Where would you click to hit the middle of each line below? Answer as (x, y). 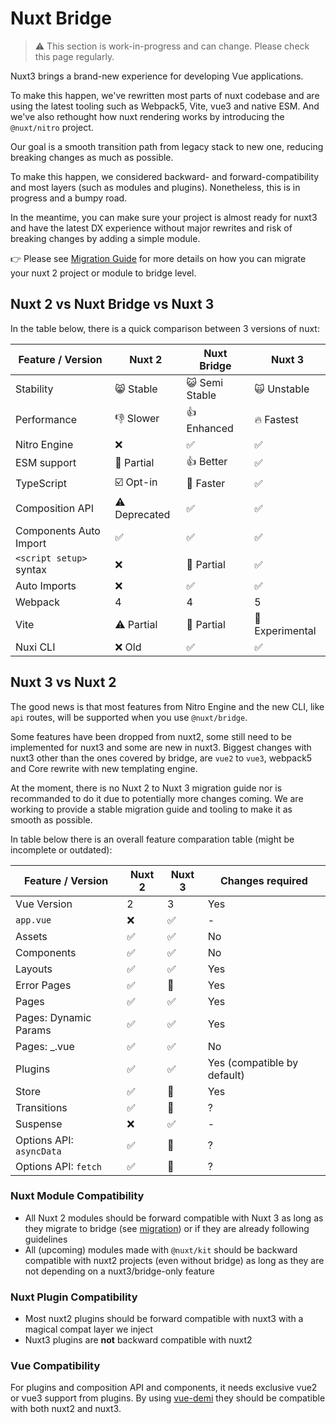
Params (33, 1030)
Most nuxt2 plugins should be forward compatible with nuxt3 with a (164, 1319)
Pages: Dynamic (53, 1017)
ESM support (46, 463)
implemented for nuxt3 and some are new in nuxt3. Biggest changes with (161, 747)
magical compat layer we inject (89, 1329)
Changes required (264, 880)
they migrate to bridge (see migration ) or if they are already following (167, 1228)
